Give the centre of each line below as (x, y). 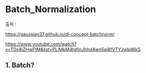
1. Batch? (20, 65)
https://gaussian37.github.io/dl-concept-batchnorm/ (60, 34)
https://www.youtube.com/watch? (41, 44)
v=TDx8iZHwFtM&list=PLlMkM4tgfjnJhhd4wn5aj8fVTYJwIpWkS (73, 49)
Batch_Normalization (51, 9)
